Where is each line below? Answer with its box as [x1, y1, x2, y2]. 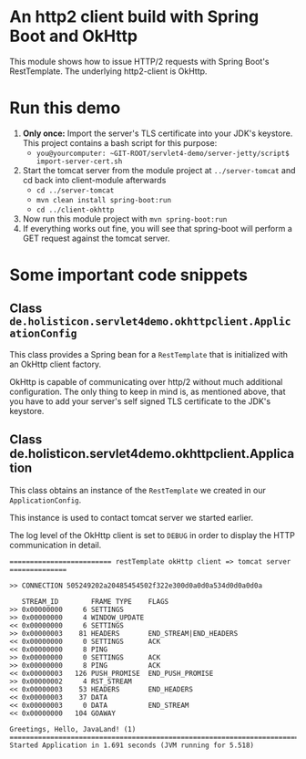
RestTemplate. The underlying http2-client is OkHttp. [9, 66, 208, 77]
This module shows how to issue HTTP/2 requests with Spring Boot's [9, 56, 270, 67]
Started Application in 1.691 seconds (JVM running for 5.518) [9, 741, 255, 750]
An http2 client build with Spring [9, 6, 260, 27]
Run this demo [9, 98, 121, 119]
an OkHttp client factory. [9, 359, 102, 369]
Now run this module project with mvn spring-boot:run [22, 213, 228, 224]
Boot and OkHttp [9, 26, 138, 47]
